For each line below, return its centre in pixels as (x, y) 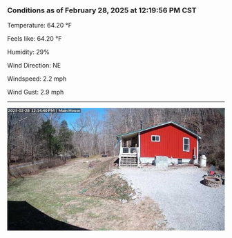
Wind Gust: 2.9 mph (36, 92)
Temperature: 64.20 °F (40, 26)
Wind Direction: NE (34, 66)
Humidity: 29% (28, 52)
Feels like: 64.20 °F (35, 39)
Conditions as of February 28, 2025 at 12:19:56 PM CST (102, 10)
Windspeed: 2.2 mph (37, 79)
